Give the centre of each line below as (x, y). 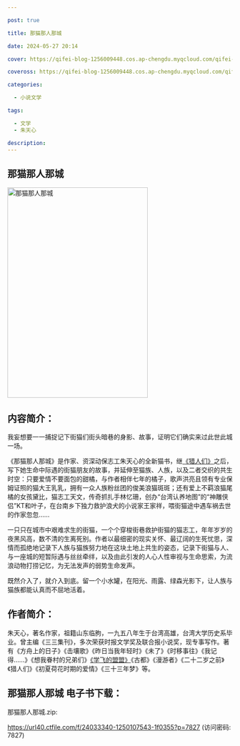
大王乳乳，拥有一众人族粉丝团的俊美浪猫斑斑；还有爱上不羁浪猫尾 (135, 488)
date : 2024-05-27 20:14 (43, 46)
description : (27, 143)
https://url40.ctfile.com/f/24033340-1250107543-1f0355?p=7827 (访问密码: (119, 727)
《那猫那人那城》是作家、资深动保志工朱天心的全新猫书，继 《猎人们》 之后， (120, 461)
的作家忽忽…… (29, 514)
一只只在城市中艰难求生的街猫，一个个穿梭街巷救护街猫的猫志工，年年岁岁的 (120, 530)
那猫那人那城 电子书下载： (65, 693)
